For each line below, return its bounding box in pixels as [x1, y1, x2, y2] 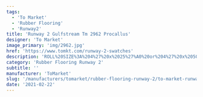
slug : [6, 76, 20, 82]
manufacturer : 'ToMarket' [6, 70, 71, 77]
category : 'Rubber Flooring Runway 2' [6, 59, 104, 65]
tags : [6, 8, 20, 15]
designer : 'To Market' [6, 37, 63, 43]
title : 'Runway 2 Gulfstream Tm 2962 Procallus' [6, 31, 131, 37]
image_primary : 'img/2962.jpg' [6, 43, 85, 49]
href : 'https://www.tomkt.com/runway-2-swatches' [6, 48, 134, 54]
